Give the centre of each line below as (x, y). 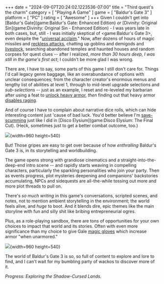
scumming (16, 120)
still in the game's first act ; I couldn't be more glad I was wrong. (69, 59)
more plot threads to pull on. (34, 186)
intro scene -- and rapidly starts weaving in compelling (82, 165)
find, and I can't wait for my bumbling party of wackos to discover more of (80, 261)
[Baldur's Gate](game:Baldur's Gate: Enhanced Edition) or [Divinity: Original (81, 23)
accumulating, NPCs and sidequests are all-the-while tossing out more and (81, 181)
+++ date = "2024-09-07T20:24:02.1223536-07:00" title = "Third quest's (79, 7)
